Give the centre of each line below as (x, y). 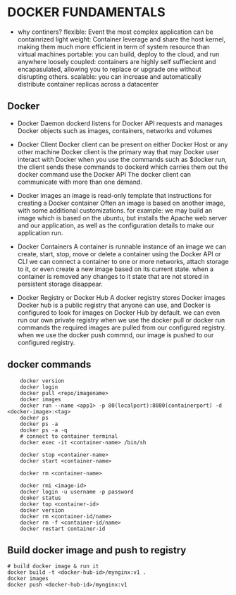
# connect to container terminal (69, 436)
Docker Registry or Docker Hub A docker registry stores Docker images (121, 297)
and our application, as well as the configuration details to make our (116, 225)
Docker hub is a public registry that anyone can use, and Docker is (114, 305)
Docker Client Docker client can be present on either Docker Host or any (123, 144)
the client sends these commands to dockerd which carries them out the (123, 167)
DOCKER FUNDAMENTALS (86, 12)
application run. (40, 232)
